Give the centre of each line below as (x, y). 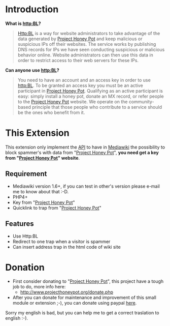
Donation (25, 267)
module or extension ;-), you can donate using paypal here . (75, 303)
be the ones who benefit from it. (51, 112)
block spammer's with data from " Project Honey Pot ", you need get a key (82, 152)
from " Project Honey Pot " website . (43, 158)
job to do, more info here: (39, 287)
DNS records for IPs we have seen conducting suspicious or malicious (91, 49)
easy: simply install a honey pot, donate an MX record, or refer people (91, 96)
